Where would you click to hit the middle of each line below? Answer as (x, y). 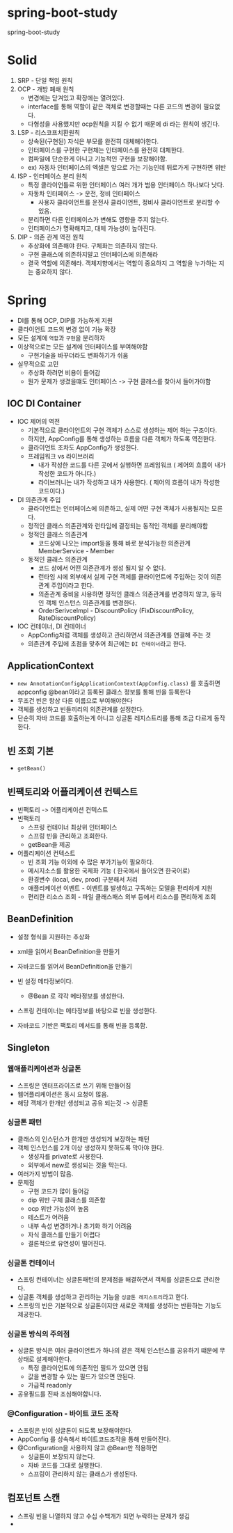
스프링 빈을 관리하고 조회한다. (67, 836)
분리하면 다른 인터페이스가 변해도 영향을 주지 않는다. (98, 219)
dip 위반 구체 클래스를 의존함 (66, 1200)
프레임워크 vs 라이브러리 (61, 456)
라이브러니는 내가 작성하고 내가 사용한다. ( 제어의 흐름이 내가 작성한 (129, 482)
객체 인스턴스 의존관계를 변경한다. (91, 603)
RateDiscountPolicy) (67, 618)
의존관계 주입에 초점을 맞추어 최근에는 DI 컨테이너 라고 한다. (107, 643)
